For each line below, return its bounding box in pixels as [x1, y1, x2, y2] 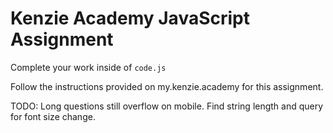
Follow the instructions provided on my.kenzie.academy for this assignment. [10, 80, 324, 92]
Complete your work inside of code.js [10, 61, 167, 73]
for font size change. [10, 110, 96, 122]
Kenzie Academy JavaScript [10, 7, 250, 30]
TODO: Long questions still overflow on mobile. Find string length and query [10, 100, 324, 112]
